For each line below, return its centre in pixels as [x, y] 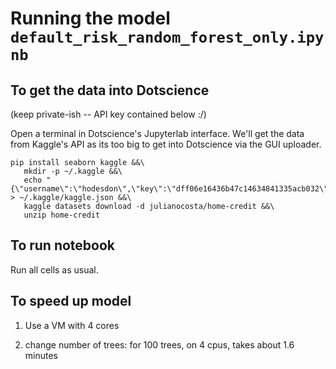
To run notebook [63, 245]
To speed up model [71, 301]
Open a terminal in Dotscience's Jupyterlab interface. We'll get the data [157, 133]
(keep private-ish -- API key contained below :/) [108, 114]
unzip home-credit [62, 215]
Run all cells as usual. [54, 269]
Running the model [90, 18]
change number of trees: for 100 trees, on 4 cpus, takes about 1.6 [159, 344]
